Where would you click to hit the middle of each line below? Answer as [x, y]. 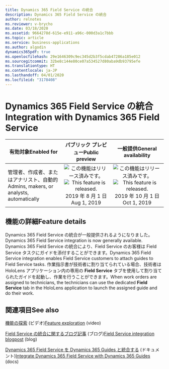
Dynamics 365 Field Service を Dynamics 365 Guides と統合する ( [74, 350]
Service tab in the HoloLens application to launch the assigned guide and [81, 288]
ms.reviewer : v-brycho [29, 24]
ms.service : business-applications [43, 43]
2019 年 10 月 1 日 [137, 196]
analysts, [18, 192]
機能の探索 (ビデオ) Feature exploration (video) [53, 323]
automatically [24, 199]
